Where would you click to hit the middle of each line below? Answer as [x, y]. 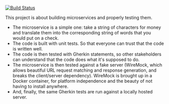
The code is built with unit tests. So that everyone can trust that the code [88, 43]
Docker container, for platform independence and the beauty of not [82, 81]
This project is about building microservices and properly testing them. [79, 17]
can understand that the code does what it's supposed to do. [76, 60]
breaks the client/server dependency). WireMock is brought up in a [82, 75]
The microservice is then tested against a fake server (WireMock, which [87, 65]
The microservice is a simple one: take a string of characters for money [87, 27]
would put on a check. [36, 38]
